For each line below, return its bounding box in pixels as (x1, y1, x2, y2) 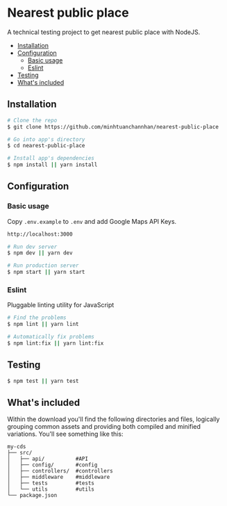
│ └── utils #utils (7, 486, 95, 493)
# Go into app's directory (7, 136, 85, 143)
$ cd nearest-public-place (7, 142, 85, 149)
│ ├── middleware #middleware (7, 474, 110, 481)
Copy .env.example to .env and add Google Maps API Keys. (7, 217, 177, 225)
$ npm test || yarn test (7, 377, 79, 384)
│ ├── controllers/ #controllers (7, 468, 113, 475)
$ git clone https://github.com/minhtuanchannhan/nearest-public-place (7, 123, 219, 130)
